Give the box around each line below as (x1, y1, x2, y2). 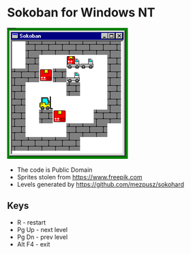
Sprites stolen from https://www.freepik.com (16, 173, 143, 181)
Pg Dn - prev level (16, 233, 68, 241)
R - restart (16, 218, 46, 227)
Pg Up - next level (16, 225, 68, 233)
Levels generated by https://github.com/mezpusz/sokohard (16, 180, 184, 188)
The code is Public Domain (16, 166, 93, 174)
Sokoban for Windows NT (7, 5, 156, 21)
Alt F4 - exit (16, 240, 50, 248)
